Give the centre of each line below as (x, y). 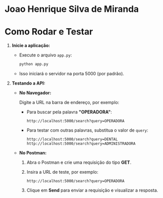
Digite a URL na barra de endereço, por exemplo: (69, 102)
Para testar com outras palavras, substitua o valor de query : (87, 130)
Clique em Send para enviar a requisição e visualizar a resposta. (92, 190)
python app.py (34, 64)
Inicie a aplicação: (31, 46)
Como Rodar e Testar (49, 32)
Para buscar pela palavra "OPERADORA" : (69, 112)
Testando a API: (28, 83)
